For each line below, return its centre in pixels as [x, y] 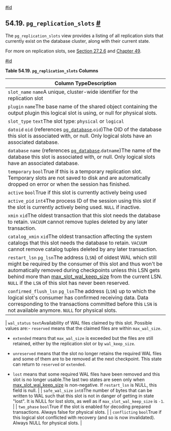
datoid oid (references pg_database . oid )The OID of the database [85, 129]
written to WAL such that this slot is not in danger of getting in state [83, 396]
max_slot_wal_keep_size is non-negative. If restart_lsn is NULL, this [85, 385]
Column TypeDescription [85, 83]
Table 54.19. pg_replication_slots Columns [52, 70]
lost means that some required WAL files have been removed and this [86, 374]
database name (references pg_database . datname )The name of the [84, 150]
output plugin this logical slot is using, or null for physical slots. [83, 113]
